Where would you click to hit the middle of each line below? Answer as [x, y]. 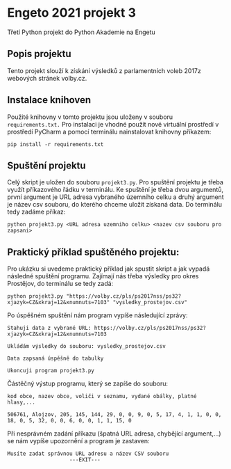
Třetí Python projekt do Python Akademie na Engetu [82, 32]
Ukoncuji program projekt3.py [51, 371]
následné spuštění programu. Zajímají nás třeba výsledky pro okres [103, 276]
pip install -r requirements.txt [55, 144]
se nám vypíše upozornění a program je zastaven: [79, 441]
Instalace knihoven [49, 100]
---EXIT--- [85, 460]
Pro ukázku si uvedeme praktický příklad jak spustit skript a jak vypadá [109, 269]
